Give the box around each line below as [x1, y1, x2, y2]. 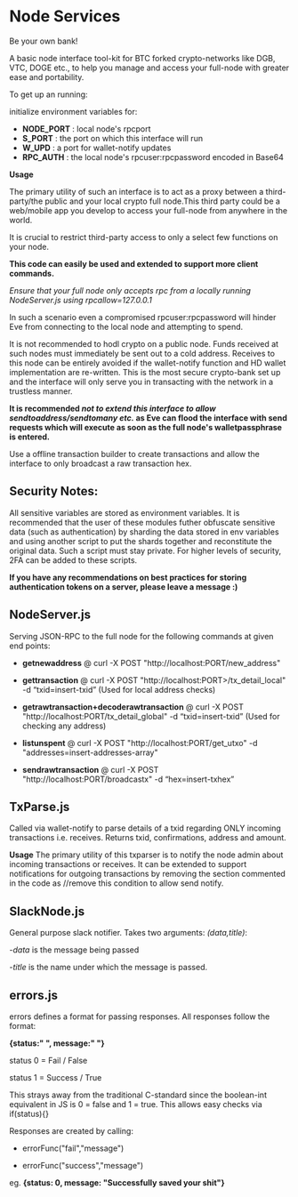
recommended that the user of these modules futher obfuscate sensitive [9, 517, 276, 527]
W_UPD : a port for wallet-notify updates [21, 142, 172, 153]
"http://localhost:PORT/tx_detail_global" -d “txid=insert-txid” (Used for [21, 711, 280, 721]
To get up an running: [9, 89, 88, 100]
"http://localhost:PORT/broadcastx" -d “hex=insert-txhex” [21, 774, 235, 784]
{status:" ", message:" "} [9, 1038, 105, 1048]
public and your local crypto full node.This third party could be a [44, 196, 280, 206]
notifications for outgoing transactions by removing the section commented [9, 869, 286, 880]
